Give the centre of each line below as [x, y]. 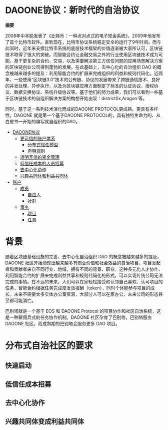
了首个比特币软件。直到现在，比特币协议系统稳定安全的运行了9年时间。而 [81, 42]
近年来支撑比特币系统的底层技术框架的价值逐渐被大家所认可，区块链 [92, 48]
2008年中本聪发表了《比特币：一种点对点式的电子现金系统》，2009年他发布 [83, 36]
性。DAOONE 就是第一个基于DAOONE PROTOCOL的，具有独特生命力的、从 [83, 115]
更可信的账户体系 [37, 138]
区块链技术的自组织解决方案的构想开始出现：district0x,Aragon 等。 [78, 98]
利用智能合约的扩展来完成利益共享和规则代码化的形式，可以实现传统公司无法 [84, 275]
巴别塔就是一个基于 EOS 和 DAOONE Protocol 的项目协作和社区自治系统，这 [83, 311]
